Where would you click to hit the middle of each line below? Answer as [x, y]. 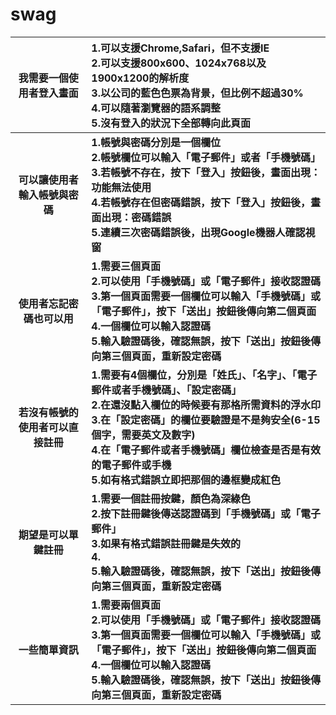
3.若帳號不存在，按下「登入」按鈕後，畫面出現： [206, 172]
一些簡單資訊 [48, 650]
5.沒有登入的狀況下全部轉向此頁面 [171, 123]
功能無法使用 [121, 187]
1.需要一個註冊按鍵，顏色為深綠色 [171, 498]
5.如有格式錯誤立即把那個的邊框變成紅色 [186, 480]
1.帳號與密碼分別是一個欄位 [156, 142]
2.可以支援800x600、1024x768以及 [179, 63]
